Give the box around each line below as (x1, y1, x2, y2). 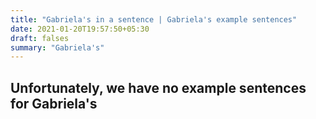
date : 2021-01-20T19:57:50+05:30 (10, 24, 150, 34)
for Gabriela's (10, 95, 98, 112)
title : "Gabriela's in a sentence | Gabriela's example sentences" (10, 14, 298, 25)
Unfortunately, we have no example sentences (10, 79, 307, 96)
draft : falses (10, 33, 70, 43)
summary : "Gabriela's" (10, 42, 105, 53)
